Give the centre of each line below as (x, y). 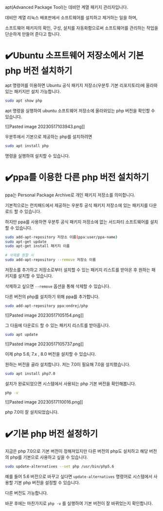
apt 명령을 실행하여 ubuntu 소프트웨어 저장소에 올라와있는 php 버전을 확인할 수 (80, 110)
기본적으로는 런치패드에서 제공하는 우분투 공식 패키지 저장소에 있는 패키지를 (77, 205)
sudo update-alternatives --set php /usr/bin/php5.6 (60, 467)
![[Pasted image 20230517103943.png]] (45, 127)
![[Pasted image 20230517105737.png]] (45, 344)
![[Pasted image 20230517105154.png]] (45, 315)
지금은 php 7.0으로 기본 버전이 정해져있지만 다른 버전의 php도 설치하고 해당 (77, 451)
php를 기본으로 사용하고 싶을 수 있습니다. (49, 457)
